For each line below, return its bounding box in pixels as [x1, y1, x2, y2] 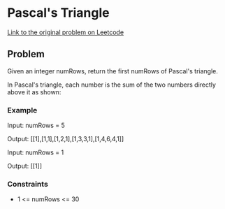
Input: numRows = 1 [7, 148, 64, 157]
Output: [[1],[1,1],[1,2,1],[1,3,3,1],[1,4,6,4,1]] [7, 135, 124, 143]
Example [7, 105, 38, 115]
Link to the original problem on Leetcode [7, 28, 124, 36]
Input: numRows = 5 [7, 121, 65, 130]
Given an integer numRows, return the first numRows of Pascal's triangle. [7, 66, 218, 75]
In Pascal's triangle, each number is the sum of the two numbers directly [7, 80, 217, 89]
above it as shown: [7, 87, 61, 96]
